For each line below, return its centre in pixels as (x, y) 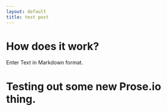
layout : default (26, 12)
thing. (21, 99)
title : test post (28, 17)
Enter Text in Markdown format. (45, 63)
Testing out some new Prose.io (84, 86)
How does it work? (53, 46)
